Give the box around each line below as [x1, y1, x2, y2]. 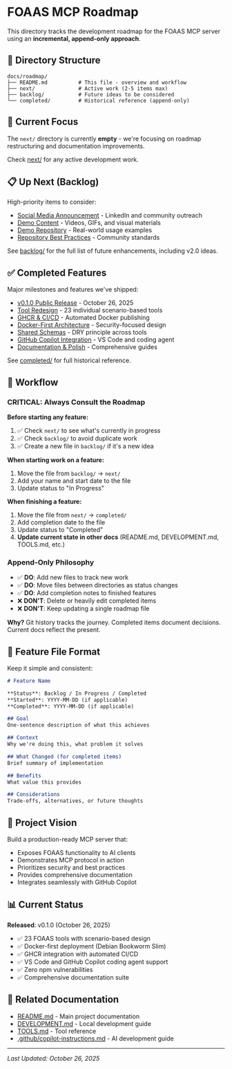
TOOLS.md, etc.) [17, 540, 66, 548]
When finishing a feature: [7, 497, 82, 506]
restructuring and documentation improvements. [7, 141, 145, 150]
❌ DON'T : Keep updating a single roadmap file [17, 604, 150, 613]
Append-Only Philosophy [7, 557, 95, 567]
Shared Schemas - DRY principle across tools [17, 328, 147, 337]
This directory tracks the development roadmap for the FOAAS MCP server [7, 27, 221, 35]
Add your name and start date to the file [17, 476, 131, 485]
